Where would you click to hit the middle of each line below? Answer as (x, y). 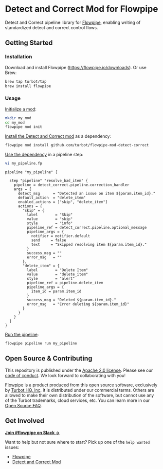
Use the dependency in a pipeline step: (44, 155)
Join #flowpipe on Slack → (32, 433)
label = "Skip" (50, 215)
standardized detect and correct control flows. (52, 27)
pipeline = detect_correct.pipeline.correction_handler (72, 185)
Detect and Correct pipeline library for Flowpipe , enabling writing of (73, 22)
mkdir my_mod (18, 118)
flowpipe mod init (24, 127)
